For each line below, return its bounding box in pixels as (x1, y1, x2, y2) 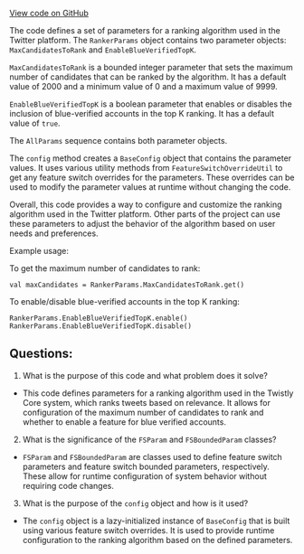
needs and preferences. (9, 228, 99, 239)
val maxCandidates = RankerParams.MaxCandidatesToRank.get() (9, 280, 245, 289)
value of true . (9, 117, 61, 128)
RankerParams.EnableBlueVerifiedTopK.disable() (9, 322, 193, 331)
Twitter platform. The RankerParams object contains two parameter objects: (9, 35, 287, 45)
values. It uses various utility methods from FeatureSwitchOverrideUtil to (9, 163, 283, 173)
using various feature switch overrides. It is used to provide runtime (22, 524, 275, 536)
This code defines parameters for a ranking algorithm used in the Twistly (22, 388, 294, 399)
